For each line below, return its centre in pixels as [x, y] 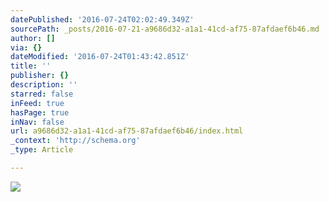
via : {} [26, 47]
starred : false [42, 94]
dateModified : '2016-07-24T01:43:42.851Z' [100, 57]
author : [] [33, 38]
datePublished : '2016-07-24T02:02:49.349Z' [102, 19]
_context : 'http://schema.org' [75, 141]
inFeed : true [37, 103]
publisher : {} [40, 76]
